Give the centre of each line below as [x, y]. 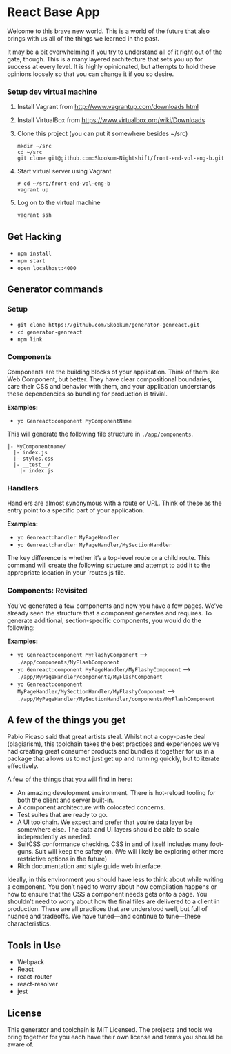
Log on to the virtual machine [59, 203]
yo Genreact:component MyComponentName [74, 421]
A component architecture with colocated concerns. [91, 807]
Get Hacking [34, 237]
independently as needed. [54, 837]
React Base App [53, 12]
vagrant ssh [34, 215]
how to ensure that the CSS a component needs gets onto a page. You [107, 894]
